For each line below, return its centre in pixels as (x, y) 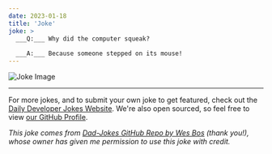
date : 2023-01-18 (38, 16)
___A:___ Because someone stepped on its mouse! (99, 53)
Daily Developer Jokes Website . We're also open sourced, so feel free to (129, 109)
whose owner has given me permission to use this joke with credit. (119, 141)
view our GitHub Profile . (48, 117)
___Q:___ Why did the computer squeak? (83, 38)
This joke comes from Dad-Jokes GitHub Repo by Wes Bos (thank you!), (129, 133)
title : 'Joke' (32, 24)
